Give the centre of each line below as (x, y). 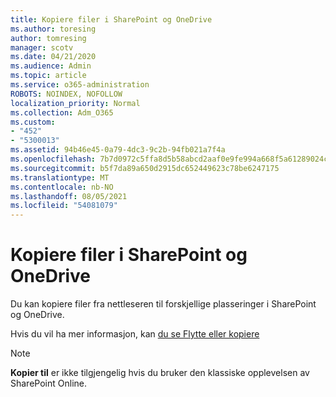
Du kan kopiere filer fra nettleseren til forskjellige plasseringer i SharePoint (163, 304)
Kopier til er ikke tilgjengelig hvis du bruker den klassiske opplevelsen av (160, 373)
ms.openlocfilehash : (53, 159)
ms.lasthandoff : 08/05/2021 (69, 196)
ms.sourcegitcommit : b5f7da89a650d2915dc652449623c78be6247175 (145, 168)
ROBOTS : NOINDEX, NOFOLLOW (66, 94)
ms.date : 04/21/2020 (53, 57)
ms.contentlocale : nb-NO (62, 187)
